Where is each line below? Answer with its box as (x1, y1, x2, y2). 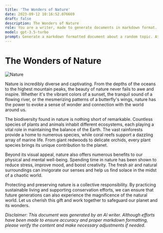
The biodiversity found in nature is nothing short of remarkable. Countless (5, 116, 153, 122)
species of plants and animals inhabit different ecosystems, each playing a (5, 121, 154, 127)
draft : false (5, 16, 32, 21)
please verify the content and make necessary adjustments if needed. (5, 222, 146, 228)
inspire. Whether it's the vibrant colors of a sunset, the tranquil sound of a (5, 91, 153, 97)
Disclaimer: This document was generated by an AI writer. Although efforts (5, 212, 155, 217)
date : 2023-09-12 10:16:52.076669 (5, 12, 75, 17)
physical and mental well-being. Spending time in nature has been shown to (5, 156, 157, 162)
